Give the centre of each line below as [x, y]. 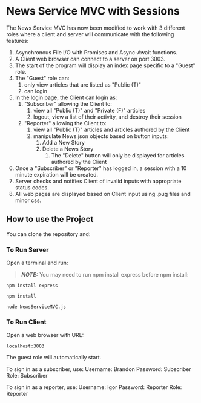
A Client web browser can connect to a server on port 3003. [90, 59]
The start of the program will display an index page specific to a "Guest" [105, 65]
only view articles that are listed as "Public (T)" [82, 84]
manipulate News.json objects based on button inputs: [101, 136]
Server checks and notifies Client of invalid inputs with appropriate [98, 181]
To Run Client [26, 322]
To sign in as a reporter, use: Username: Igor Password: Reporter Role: [94, 387]
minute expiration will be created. [57, 174]
